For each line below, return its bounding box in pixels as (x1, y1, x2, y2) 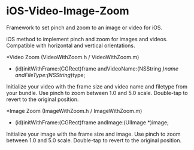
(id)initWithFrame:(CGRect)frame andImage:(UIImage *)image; (14, 118, 169, 126)
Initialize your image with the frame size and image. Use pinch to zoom (6, 130, 181, 137)
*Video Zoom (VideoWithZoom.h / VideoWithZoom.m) (6, 53, 140, 60)
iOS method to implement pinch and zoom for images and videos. (6, 35, 168, 42)
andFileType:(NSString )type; (14, 71, 86, 78)
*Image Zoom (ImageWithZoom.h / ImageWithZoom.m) (6, 107, 143, 114)
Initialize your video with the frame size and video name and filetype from (6, 82, 187, 90)
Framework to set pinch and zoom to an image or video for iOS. (6, 24, 163, 31)
